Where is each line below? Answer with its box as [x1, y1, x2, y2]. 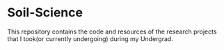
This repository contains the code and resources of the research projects [7, 27, 217, 36]
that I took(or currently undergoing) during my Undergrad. [7, 34, 174, 42]
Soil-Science [7, 5, 83, 21]
